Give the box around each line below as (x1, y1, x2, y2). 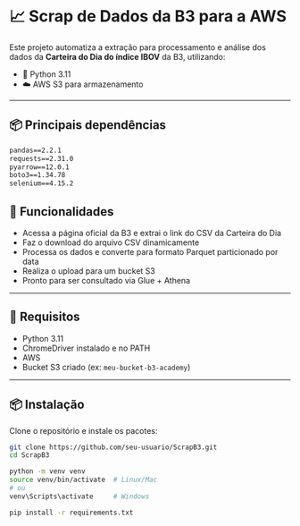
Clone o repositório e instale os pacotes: (9, 425, 158, 436)
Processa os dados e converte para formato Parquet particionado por (21, 246, 279, 257)
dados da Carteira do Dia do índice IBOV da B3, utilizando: (9, 51, 226, 62)
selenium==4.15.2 (9, 179, 74, 188)
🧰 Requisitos (9, 310, 80, 325)
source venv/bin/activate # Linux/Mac (9, 475, 158, 485)
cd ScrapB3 (9, 451, 50, 460)
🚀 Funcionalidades (9, 204, 114, 219)
